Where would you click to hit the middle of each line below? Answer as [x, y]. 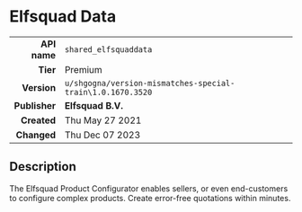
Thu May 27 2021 [103, 120]
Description [43, 167]
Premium [84, 69]
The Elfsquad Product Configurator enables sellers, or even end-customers [149, 188]
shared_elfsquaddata [108, 49]
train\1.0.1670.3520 [108, 92]
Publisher [35, 105]
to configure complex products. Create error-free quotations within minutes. [150, 198]
